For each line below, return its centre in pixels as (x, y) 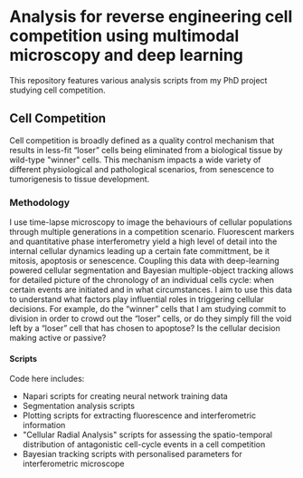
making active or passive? (58, 338)
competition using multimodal (124, 36)
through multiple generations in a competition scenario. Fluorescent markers (152, 232)
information (44, 425)
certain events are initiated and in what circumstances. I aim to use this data (151, 290)
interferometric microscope (73, 463)
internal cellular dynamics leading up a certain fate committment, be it (139, 251)
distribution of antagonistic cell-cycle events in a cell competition (144, 444)
